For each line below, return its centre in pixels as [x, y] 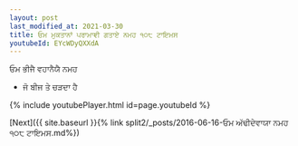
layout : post [34, 18]
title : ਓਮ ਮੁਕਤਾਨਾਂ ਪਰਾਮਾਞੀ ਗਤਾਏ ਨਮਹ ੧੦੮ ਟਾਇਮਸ [94, 34]
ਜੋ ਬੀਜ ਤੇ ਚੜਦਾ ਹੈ [50, 87]
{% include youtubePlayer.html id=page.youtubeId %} [110, 105]
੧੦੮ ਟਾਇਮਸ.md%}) [44, 133]
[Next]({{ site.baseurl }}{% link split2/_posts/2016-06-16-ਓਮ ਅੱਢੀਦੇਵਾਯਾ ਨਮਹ [149, 122]
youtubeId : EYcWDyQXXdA [54, 43]
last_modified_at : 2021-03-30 [67, 26]
